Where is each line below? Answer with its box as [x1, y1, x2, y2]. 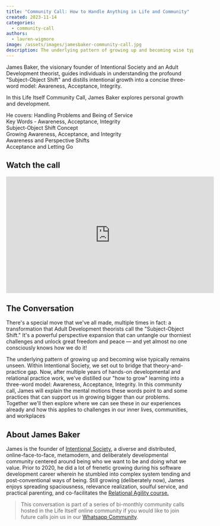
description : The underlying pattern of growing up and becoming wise [6, 47, 184, 53]
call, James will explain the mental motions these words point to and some [6, 387, 188, 394]
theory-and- [153, 362, 183, 369]
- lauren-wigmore [11, 36, 55, 42]
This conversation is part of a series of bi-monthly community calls [20, 501, 185, 508]
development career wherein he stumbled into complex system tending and [6, 470, 191, 477]
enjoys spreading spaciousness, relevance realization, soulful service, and [6, 483, 188, 490]
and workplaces [6, 412, 46, 419]
